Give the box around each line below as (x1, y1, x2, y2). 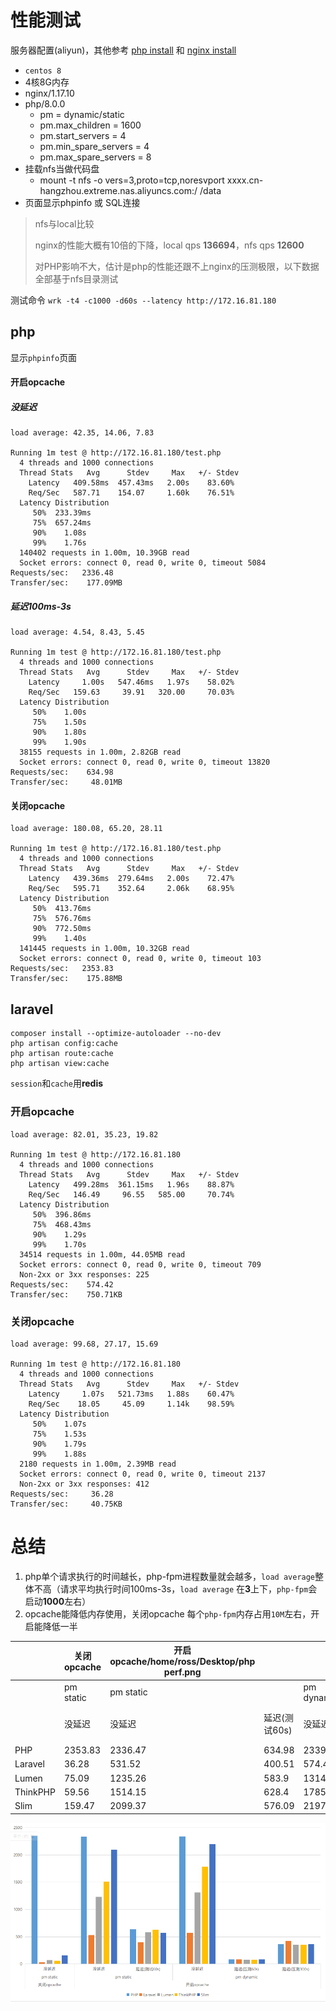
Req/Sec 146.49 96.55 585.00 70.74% (28, 1189, 235, 1200)
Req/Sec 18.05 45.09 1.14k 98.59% (28, 1399, 235, 1409)
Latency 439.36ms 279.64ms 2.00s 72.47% (28, 874, 235, 884)
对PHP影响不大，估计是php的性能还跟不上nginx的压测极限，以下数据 (34, 260, 320, 272)
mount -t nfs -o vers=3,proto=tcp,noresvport (39, 174, 225, 186)
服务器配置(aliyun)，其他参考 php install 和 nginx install (10, 44, 237, 56)
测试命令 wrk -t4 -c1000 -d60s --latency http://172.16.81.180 (10, 294, 277, 306)
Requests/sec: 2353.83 (10, 964, 114, 974)
